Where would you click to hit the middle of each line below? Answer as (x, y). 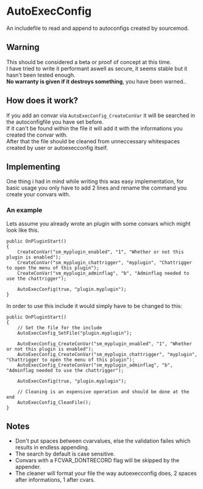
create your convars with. (38, 195)
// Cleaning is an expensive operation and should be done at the (103, 391)
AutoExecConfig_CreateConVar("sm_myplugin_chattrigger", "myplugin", (108, 354)
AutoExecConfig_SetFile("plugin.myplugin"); (75, 333)
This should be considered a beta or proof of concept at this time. (89, 62)
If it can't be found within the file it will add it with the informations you (94, 128)
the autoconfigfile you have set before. (55, 122)
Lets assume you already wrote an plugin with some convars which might (98, 223)
